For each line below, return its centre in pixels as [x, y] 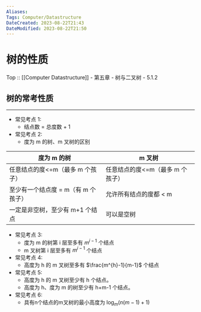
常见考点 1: [28, 119]
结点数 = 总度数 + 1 [47, 127]
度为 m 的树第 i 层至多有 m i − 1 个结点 [69, 242]
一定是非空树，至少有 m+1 [47, 210]
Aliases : [17, 12]
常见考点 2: [29, 134]
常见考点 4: [29, 258]
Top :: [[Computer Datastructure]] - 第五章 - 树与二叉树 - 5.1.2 [82, 78]
